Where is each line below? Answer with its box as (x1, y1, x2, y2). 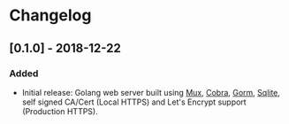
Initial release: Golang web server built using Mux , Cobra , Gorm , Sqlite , (21, 87, 281, 97)
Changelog (9, 5, 92, 26)
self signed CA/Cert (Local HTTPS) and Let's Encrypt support (21, 97, 247, 107)
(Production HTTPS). (21, 105, 99, 116)
